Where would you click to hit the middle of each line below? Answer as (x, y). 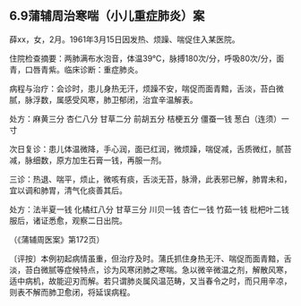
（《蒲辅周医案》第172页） (57, 239)
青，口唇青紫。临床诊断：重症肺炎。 (76, 69)
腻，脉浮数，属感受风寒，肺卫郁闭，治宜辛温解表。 (103, 99)
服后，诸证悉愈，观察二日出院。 (68, 220)
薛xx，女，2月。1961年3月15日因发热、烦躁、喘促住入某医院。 (125, 39)
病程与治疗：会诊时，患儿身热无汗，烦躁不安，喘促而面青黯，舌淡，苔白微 (146, 89)
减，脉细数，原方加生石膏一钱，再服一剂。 (88, 160)
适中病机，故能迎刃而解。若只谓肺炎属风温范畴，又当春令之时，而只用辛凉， (150, 281)
